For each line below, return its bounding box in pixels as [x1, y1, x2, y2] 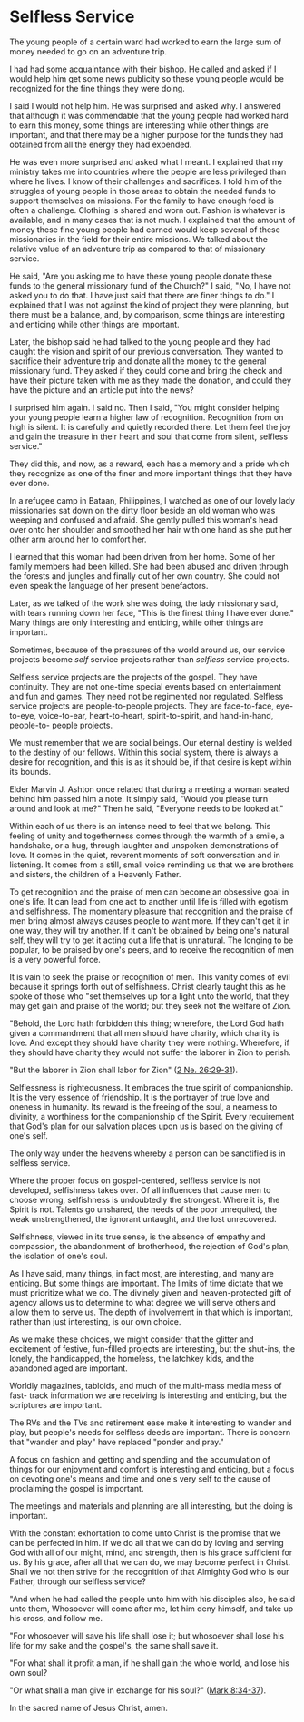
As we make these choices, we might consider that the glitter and [9, 1334, 254, 1345]
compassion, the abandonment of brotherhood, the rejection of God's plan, [9, 1240, 290, 1251]
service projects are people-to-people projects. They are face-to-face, [9, 700, 274, 711]
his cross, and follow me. [9, 1612, 103, 1623]
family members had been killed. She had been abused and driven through [9, 561, 289, 572]
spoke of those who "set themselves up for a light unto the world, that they [9, 991, 289, 1002]
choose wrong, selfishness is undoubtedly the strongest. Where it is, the [9, 1194, 280, 1205]
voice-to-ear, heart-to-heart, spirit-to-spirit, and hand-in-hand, [37, 709, 274, 720]
